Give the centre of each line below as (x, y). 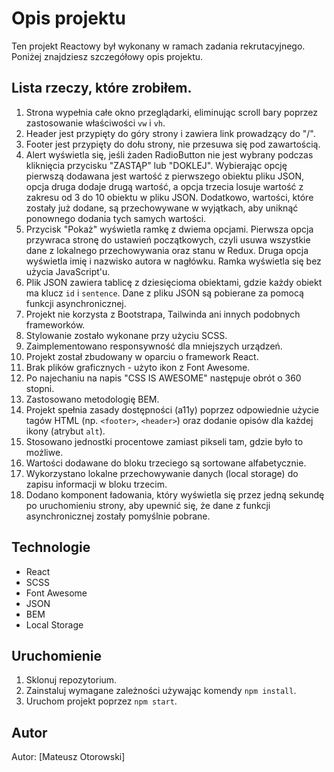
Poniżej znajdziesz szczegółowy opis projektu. (107, 56)
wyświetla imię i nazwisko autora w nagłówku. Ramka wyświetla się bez (173, 261)
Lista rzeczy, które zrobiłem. (102, 88)
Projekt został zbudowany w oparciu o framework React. (142, 356)
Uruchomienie (56, 655)
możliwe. (44, 452)
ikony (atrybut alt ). (65, 431)
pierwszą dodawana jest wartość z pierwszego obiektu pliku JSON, (165, 176)
